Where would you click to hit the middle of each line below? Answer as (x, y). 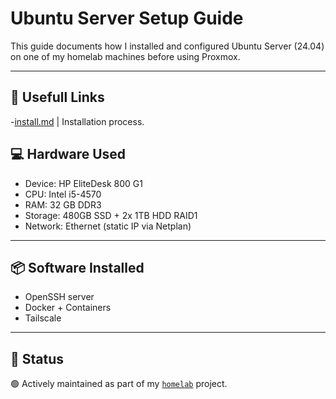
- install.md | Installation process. (77, 121)
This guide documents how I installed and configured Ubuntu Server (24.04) (167, 46)
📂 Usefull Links (57, 97)
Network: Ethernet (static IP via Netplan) (108, 226)
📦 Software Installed (77, 267)
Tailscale (43, 318)
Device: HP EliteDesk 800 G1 (83, 183)
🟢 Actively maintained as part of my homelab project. (119, 384)
